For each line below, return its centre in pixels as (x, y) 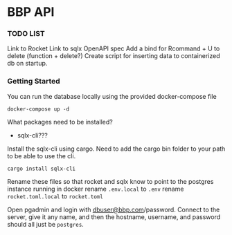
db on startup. (27, 64)
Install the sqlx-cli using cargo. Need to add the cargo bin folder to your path (116, 149)
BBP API (31, 12)
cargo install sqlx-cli (42, 169)
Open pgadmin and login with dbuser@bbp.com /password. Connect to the (114, 209)
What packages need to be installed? (60, 122)
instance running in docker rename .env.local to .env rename (96, 189)
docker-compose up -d (38, 109)
